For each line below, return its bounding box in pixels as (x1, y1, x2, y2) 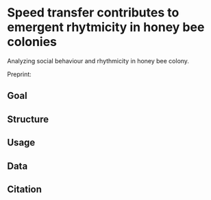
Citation (7, 184, 42, 195)
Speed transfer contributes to (7, 5, 179, 21)
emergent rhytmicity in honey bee (7, 19, 205, 35)
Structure (7, 113, 49, 125)
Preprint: (7, 70, 32, 78)
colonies (7, 34, 57, 49)
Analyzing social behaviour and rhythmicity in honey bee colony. (7, 56, 190, 65)
